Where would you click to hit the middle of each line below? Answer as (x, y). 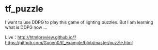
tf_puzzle (24, 9)
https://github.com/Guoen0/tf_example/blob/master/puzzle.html (69, 42)
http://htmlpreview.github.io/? (47, 37)
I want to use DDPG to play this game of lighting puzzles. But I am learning (79, 22)
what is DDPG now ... (26, 27)
